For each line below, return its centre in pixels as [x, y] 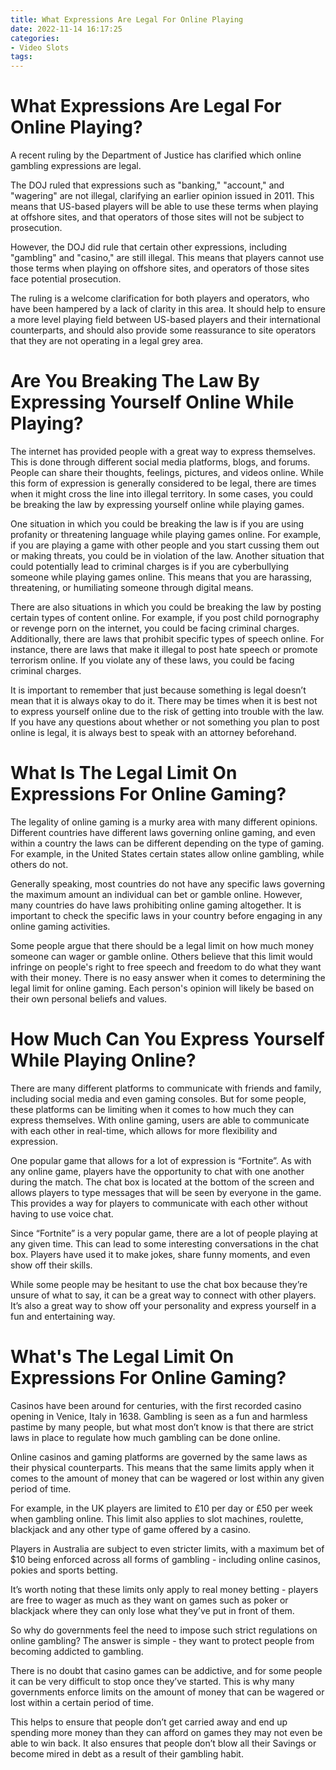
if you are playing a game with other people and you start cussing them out [165, 545]
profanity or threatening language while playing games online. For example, [166, 534]
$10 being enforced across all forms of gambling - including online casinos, [166, 1559]
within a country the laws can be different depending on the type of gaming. [167, 843]
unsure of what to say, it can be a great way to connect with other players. [163, 1295]
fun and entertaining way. [63, 1316]
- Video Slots [40, 47]
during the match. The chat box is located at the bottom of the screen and [162, 1182]
